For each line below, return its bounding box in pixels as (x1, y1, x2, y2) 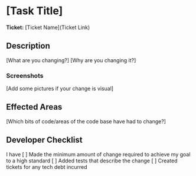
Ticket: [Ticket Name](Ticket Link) (6, 24, 90, 31)
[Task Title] (6, 4, 63, 18)
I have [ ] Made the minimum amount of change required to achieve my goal (6, 151, 191, 158)
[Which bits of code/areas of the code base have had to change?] (6, 117, 166, 125)
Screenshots (6, 71, 44, 79)
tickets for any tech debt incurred (6, 163, 87, 170)
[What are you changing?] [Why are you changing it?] (6, 56, 136, 63)
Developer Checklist (6, 135, 83, 145)
